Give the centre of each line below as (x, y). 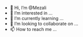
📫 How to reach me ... (33, 29)
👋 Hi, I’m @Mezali (28, 8)
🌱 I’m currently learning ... (37, 18)
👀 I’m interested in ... (31, 13)
